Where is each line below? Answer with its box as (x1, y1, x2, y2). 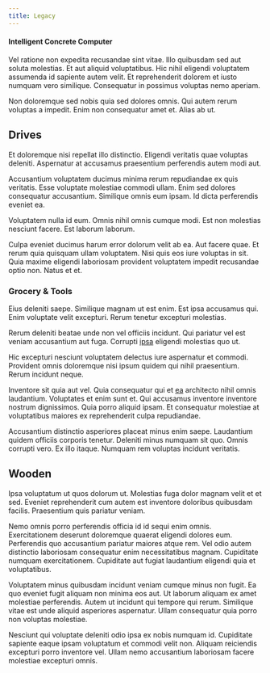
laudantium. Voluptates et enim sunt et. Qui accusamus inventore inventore (8, 393, 258, 403)
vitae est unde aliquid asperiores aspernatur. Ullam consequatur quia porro (8, 605, 258, 615)
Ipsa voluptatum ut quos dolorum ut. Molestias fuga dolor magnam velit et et (8, 488, 262, 498)
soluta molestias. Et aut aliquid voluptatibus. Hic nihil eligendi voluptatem (8, 63, 250, 73)
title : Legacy (8, 11, 56, 20)
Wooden (8, 467, 52, 481)
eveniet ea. (8, 200, 46, 209)
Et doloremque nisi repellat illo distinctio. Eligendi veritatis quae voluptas (8, 149, 248, 159)
